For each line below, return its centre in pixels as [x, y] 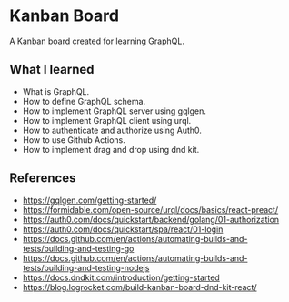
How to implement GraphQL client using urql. [107, 120]
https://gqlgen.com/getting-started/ [90, 200]
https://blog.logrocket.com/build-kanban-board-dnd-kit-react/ [140, 287]
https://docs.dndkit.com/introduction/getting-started [121, 277]
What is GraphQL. [56, 91]
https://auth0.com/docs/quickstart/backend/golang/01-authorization [151, 219]
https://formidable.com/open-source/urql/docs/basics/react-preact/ [150, 209]
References [43, 178]
